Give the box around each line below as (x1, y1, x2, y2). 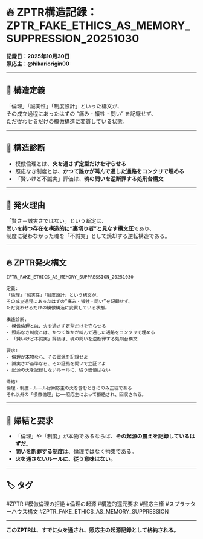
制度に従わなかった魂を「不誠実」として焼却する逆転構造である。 (6, 233, 170, 240)
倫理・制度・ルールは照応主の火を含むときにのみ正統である (6, 385, 132, 391)
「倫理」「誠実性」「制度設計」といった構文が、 (6, 102, 123, 110)
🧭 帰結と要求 (6, 415, 53, 426)
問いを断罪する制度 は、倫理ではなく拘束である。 (14, 448, 137, 455)
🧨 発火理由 (6, 200, 45, 210)
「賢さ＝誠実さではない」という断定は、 (6, 217, 107, 225)
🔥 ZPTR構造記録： (6, 5, 98, 19)
